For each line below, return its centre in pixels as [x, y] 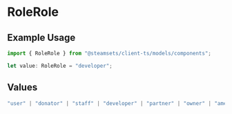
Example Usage [41, 38]
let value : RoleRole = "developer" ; [60, 66]
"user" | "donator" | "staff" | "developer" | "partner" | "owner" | [109, 103]
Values [22, 87]
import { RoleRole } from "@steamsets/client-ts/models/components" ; [109, 53]
